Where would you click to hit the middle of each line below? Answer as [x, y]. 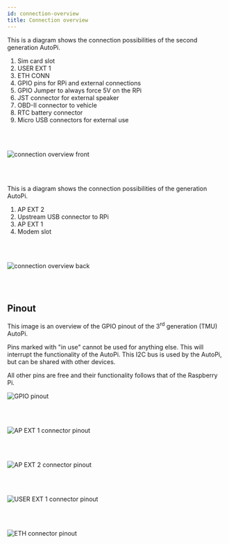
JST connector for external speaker [68, 97]
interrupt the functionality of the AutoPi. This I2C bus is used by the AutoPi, [114, 354]
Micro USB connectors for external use [73, 119]
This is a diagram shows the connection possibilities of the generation [107, 188]
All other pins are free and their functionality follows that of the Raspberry [112, 375]
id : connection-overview [43, 14]
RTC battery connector [50, 113]
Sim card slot [36, 60]
